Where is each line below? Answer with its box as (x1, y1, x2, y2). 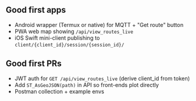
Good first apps (5, 5, 67, 15)
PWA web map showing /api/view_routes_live (14, 28, 134, 35)
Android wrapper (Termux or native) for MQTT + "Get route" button (14, 21, 184, 28)
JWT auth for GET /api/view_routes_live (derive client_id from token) (14, 75, 191, 82)
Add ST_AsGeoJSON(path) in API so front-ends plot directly (14, 81, 159, 88)
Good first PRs (5, 58, 62, 69)
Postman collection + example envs (14, 88, 104, 95)
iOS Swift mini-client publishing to (14, 34, 100, 42)
